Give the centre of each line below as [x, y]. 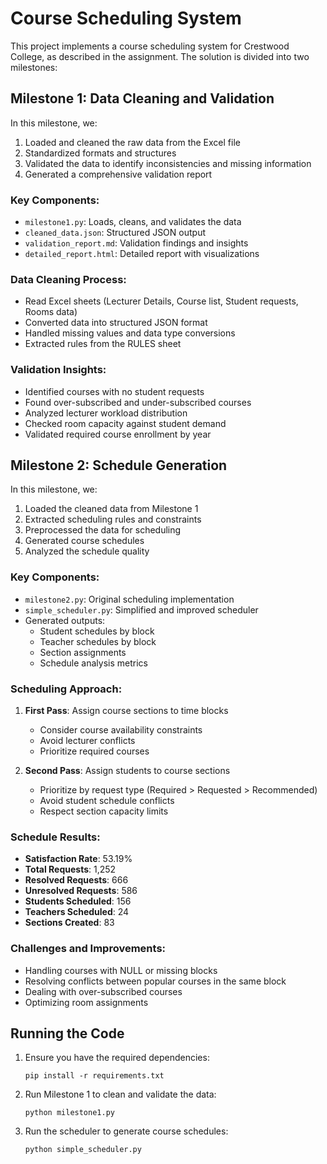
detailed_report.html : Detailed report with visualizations [142, 254]
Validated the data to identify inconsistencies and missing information [168, 163]
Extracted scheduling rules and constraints [113, 519]
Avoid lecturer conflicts [87, 741]
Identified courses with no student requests [114, 391]
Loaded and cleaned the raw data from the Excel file [132, 142]
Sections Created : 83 [69, 923]
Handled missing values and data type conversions [130, 333]
